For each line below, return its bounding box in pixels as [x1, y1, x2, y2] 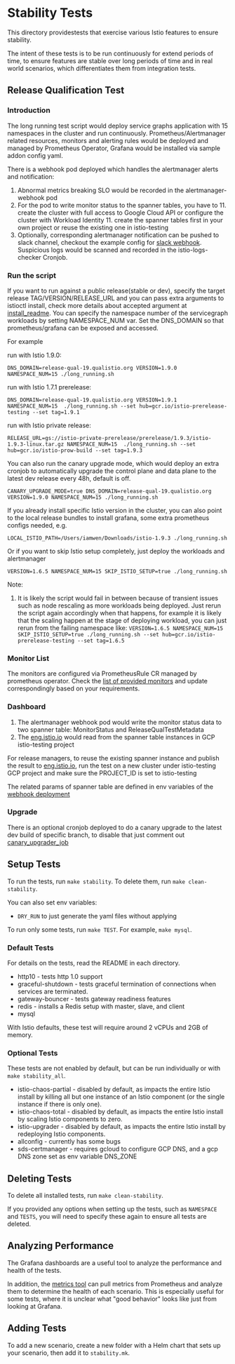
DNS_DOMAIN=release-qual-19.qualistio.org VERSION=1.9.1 [7, 396, 177, 403]
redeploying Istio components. [17, 1130, 106, 1138]
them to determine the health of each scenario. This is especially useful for [7, 1287, 224, 1295]
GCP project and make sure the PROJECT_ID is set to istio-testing [7, 768, 197, 777]
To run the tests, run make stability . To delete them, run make [7, 877, 186, 885]
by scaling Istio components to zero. [17, 1115, 123, 1123]
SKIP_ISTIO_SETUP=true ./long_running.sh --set [17, 631, 159, 638]
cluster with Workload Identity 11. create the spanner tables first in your [17, 215, 223, 224]
